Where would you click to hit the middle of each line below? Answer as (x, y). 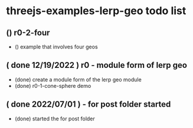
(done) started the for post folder (55, 119)
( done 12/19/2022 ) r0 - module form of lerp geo (97, 65)
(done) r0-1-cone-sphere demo (53, 86)
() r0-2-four (28, 33)
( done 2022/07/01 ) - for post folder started (89, 104)
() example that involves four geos (56, 47)
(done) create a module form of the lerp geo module (78, 79)
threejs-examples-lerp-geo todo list (96, 11)
